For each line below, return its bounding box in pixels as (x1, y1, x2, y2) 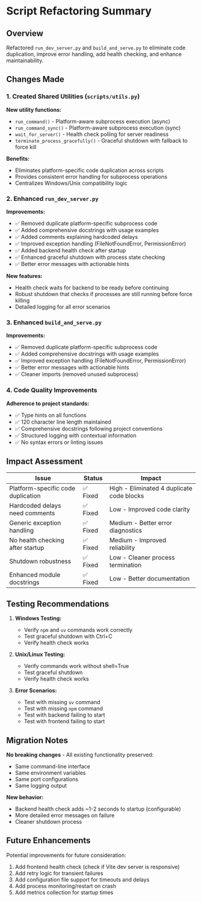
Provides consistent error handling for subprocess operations (14, 173, 168, 180)
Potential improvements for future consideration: (6, 851, 126, 859)
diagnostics (109, 527, 142, 535)
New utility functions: (6, 106, 62, 113)
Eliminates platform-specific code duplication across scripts (14, 167, 164, 174)
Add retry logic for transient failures (14, 870, 103, 877)
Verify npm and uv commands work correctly (23, 626, 133, 634)
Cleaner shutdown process (14, 818, 82, 826)
